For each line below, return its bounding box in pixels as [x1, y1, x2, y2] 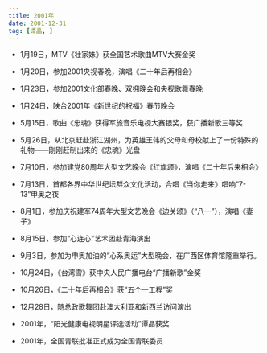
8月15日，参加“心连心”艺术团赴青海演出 [19, 234, 151, 244]
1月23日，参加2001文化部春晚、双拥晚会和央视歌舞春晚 [19, 84, 203, 93]
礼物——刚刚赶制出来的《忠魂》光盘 [19, 146, 141, 155]
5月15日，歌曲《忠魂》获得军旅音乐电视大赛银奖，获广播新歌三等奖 [19, 118, 244, 128]
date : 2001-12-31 [8, 19, 67, 27]
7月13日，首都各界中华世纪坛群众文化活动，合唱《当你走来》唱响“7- [19, 179, 247, 189]
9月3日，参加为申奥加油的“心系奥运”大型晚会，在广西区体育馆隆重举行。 [19, 251, 261, 261]
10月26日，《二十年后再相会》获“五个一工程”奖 [19, 285, 173, 294]
